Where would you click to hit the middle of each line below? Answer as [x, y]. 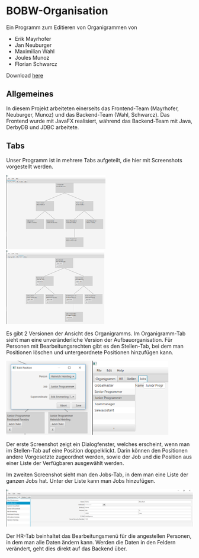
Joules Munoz [32, 57]
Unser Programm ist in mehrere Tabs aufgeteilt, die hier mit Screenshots [94, 160]
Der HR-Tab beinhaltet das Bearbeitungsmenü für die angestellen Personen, [99, 536]
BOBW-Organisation [57, 11]
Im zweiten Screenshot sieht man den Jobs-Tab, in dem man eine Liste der [97, 474]
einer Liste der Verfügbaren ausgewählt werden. [65, 463]
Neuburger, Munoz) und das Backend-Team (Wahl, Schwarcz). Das [88, 114]
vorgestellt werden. [30, 166]
